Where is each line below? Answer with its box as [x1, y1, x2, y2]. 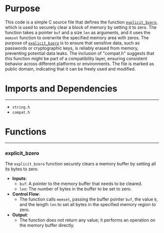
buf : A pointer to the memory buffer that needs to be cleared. [19, 181, 143, 186]
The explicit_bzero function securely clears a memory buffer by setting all [5, 161, 156, 167]
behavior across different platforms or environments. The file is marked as [5, 61, 154, 67]
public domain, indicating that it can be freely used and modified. [5, 66, 136, 71]
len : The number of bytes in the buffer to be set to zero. [19, 186, 132, 192]
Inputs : [12, 176, 27, 182]
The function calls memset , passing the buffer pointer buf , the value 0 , [19, 196, 158, 202]
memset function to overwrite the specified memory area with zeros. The [5, 35, 149, 41]
